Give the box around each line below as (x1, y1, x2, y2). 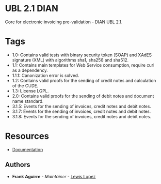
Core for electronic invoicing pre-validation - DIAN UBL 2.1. (5, 19, 123, 25)
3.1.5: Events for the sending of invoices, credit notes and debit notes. (12, 103, 151, 109)
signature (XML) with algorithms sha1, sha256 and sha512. (12, 57, 129, 63)
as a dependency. (12, 67, 48, 73)
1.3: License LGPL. (12, 88, 49, 93)
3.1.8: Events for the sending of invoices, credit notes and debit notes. (12, 113, 151, 119)
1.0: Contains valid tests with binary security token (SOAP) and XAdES (12, 52, 152, 58)
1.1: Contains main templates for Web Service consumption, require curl (12, 62, 155, 68)
